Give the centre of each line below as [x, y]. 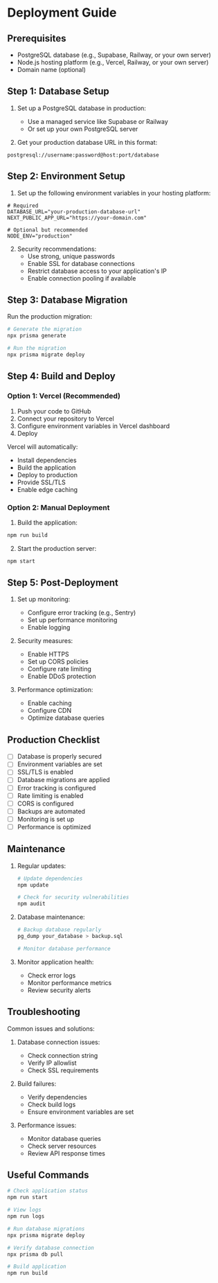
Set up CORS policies [58, 662]
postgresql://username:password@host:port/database [83, 155]
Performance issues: [47, 1125]
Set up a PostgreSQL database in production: [82, 108]
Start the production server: [57, 548]
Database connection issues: [58, 1042]
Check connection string [63, 1055]
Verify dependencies [57, 1097]
